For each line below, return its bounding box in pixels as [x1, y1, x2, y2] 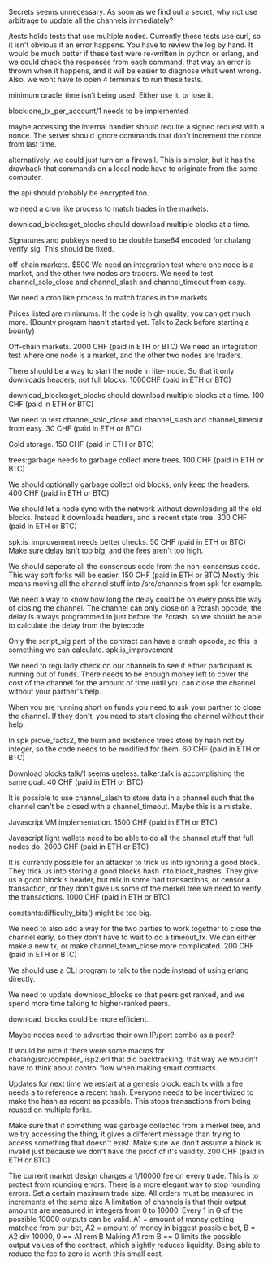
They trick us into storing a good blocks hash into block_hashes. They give [8, 866, 259, 876]
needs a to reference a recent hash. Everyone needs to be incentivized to [8, 1088, 254, 1097]
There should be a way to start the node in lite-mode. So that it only [8, 366, 235, 375]
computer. [8, 173, 43, 182]
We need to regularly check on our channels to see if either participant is [8, 661, 253, 670]
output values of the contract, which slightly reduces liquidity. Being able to [8, 1241, 261, 1250]
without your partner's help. [8, 687, 101, 696]
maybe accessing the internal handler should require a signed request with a [8, 122, 265, 131]
